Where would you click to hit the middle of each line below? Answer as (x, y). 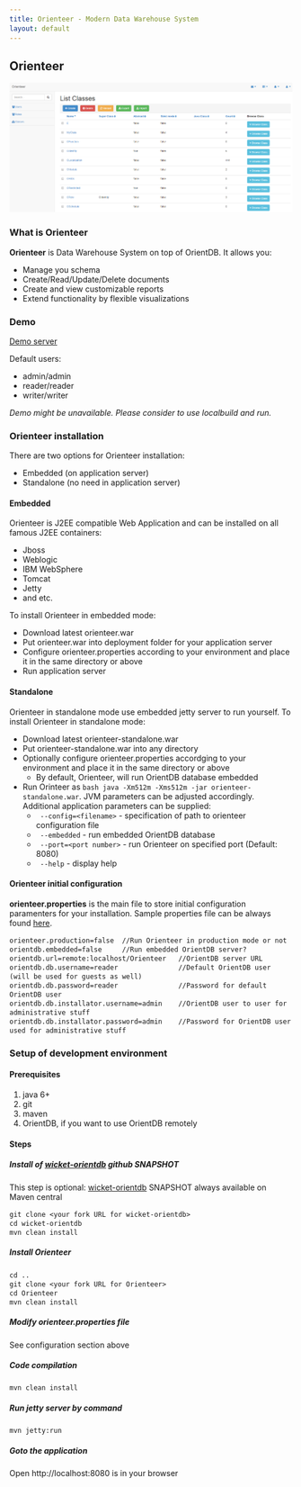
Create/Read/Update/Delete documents (96, 279)
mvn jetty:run (36, 1431)
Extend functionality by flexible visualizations (106, 298)
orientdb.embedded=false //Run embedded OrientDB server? (128, 950)
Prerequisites (35, 1075)
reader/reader (48, 385)
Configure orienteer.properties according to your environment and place (156, 652)
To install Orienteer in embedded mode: (83, 616)
